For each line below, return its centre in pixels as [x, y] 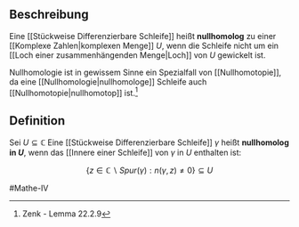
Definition [37, 121]
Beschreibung [49, 15]
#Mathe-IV [29, 188]
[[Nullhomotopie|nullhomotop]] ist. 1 [73, 92]
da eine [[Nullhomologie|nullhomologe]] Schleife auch [108, 81]
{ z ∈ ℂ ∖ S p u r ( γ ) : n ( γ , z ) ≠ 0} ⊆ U [149, 170]
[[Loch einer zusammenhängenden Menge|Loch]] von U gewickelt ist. [137, 55]
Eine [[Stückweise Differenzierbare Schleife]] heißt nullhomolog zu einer [143, 36]
